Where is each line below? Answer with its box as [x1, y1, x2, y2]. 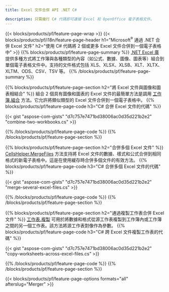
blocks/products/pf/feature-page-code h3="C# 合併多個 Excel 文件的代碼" [5, 163, 161, 170]
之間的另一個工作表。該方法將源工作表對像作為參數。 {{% [5, 223, 125, 229]
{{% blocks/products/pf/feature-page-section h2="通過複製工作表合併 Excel [5, 210, 164, 216]
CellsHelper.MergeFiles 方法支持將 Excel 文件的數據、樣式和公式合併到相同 [5, 151, 161, 157]
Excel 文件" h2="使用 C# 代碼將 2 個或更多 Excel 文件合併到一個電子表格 [11, 43, 161, 49]
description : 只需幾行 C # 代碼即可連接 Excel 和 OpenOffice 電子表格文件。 [5, 16, 154, 22]
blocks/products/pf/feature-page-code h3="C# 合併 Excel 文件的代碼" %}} [5, 103, 161, 109]
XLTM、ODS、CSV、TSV [5, 68, 58, 74]
